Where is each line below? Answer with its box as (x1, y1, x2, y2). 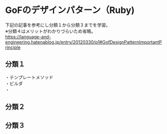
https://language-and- (5, 33, 51, 40)
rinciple (5, 44, 21, 50)
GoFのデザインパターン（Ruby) (5, 4, 135, 16)
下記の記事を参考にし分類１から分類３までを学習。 (5, 22, 110, 28)
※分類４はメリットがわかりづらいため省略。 (5, 28, 96, 34)
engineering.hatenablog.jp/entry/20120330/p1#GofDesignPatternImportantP (5, 39, 162, 45)
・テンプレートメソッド (5, 74, 53, 80)
